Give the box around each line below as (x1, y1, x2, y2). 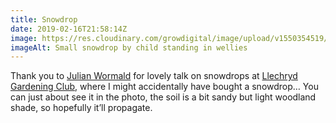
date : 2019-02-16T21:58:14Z (10, 24, 128, 34)
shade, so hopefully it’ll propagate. (10, 102, 153, 114)
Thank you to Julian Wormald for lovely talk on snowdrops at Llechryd (10, 70, 298, 82)
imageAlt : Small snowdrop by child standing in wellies (10, 42, 248, 53)
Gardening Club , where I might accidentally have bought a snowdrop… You (10, 81, 319, 93)
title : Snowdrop (10, 14, 78, 25)
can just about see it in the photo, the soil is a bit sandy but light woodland (10, 91, 317, 103)
